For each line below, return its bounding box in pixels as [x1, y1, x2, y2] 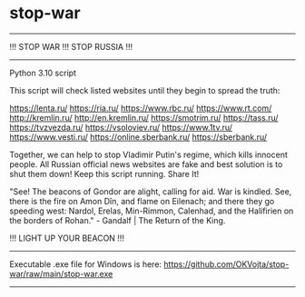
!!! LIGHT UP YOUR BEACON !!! [9, 233, 125, 243]
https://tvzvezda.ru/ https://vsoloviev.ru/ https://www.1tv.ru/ [9, 122, 233, 133]
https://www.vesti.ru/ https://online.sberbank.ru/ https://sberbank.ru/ [9, 131, 268, 143]
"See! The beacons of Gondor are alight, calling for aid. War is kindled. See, [9, 185, 292, 197]
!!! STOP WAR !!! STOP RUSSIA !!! [9, 41, 133, 52]
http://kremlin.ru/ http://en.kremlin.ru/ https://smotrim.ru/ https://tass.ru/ [9, 112, 279, 123]
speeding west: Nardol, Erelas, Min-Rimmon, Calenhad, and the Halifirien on [9, 205, 294, 216]
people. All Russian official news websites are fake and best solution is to [9, 158, 283, 170]
